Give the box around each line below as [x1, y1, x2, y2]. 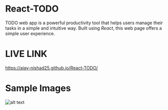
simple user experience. [5, 30, 55, 36]
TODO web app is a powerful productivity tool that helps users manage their [5, 20, 163, 26]
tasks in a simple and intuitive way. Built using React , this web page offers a [5, 25, 162, 31]
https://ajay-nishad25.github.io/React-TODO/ [5, 65, 98, 71]
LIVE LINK [5, 48, 48, 60]
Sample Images [5, 83, 71, 94]
